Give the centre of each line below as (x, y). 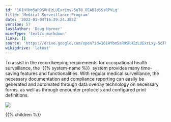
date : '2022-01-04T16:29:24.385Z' (42, 19)
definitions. (17, 95)
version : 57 (18, 24)
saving (12, 73)
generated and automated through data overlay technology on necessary (82, 84)
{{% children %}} (23, 114)
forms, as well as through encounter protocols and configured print (76, 89)
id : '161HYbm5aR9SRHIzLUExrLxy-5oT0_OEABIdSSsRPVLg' (62, 10)
